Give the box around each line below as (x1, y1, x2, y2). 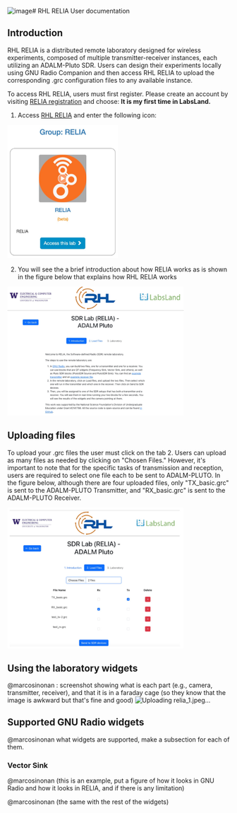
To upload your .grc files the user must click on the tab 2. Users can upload (7, 448, 226, 457)
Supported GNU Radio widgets (7, 716, 145, 728)
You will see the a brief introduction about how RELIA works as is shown (17, 265, 228, 274)
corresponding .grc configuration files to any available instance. (7, 76, 193, 84)
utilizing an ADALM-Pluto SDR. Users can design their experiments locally (7, 61, 222, 69)
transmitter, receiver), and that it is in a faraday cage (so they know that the (7, 689, 226, 697)
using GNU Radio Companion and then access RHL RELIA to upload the (7, 68, 215, 77)
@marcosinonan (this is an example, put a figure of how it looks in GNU (7, 776, 215, 785)
